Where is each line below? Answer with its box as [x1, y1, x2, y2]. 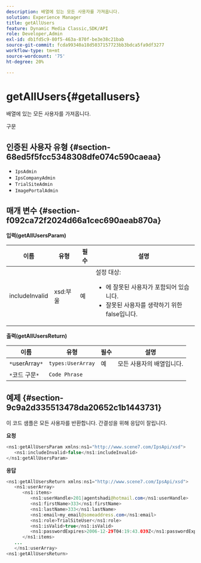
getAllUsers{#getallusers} [6, 90, 141, 103]
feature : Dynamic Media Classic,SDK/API [6, 25, 109, 32]
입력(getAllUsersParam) [6, 232, 67, 239]
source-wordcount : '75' [6, 53, 66, 59]
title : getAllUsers [6, 20, 55, 26]
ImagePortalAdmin [14, 188, 59, 194]
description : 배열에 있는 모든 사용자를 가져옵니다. [6, 8, 120, 15]
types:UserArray [48, 360, 95, 367]
